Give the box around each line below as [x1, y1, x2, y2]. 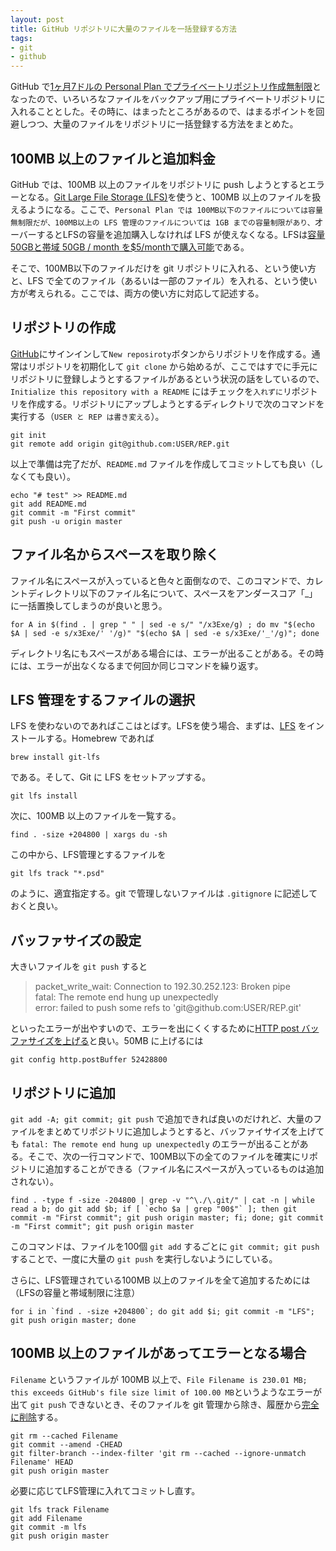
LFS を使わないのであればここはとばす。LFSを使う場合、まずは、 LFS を [10, 720, 307, 732]
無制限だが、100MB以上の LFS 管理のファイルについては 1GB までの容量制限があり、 [10, 217, 315, 228]
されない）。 [10, 1176, 59, 1187]
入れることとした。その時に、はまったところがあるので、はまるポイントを [10, 106, 317, 118]
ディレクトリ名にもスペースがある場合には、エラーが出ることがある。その [10, 647, 316, 659]
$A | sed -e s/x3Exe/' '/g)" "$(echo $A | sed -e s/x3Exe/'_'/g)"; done [10, 628, 320, 638]
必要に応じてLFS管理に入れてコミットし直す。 [10, 1484, 201, 1496]
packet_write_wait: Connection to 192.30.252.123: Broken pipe [34, 981, 291, 993]
